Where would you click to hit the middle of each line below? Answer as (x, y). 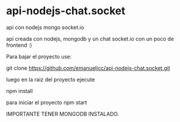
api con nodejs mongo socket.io (45, 27)
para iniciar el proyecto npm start (46, 102)
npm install (20, 91)
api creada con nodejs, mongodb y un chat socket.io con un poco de (90, 38)
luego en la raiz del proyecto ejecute (51, 79)
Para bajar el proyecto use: (39, 56)
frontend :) (19, 45)
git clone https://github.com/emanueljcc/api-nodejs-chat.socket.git (88, 68)
